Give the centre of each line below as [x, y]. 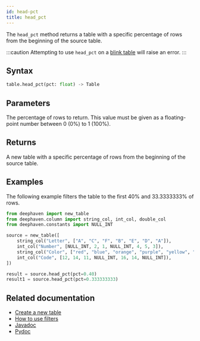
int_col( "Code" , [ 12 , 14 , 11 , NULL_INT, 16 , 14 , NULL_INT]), [94, 258]
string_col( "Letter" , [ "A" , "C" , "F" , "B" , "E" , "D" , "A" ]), [94, 241]
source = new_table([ [33, 235]
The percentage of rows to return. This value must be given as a [85, 117]
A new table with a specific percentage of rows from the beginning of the [96, 157]
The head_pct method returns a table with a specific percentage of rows [94, 34]
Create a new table [38, 312]
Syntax [20, 71]
